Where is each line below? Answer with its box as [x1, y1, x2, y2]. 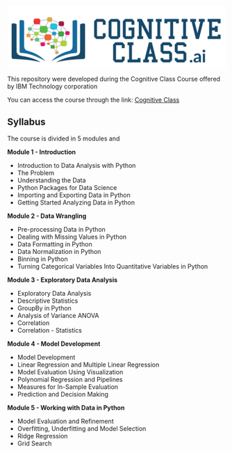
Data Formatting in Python [17, 240, 92, 248]
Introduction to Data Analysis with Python [17, 161, 136, 170]
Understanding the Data [17, 176, 86, 184]
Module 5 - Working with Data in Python [7, 404, 125, 412]
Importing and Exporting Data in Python [17, 191, 131, 200]
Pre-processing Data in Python [17, 225, 106, 234]
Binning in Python [17, 255, 68, 263]
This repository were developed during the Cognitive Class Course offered [7, 75, 221, 84]
